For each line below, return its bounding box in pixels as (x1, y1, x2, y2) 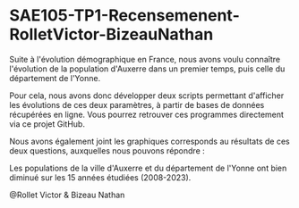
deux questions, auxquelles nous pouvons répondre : (9, 145, 206, 156)
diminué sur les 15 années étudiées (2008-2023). (9, 171, 192, 183)
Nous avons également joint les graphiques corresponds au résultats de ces (9, 136, 290, 146)
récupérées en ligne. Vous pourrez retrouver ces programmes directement (9, 109, 285, 120)
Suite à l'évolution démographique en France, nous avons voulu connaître (9, 54, 280, 64)
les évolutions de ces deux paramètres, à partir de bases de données (9, 99, 265, 110)
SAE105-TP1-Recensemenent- (9, 5, 240, 26)
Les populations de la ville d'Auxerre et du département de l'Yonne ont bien (9, 162, 287, 173)
